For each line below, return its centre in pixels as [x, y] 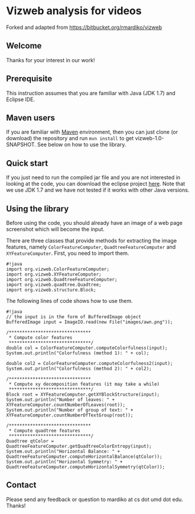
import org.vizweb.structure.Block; [51, 290]
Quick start [27, 163]
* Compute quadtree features [45, 431]
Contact [21, 485]
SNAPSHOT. [21, 145]
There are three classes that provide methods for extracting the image [92, 240]
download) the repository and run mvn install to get [70, 138]
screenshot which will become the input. [56, 229]
